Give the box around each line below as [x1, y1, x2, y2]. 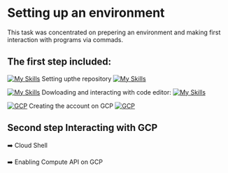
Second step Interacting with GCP [7, 122, 158, 134]
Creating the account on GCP [29, 102, 114, 110]
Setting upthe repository [41, 74, 112, 83]
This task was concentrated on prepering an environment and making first [7, 28, 221, 36]
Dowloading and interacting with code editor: [41, 88, 171, 96]
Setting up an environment [7, 5, 165, 21]
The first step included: [7, 56, 112, 68]
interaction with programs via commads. [7, 35, 124, 43]
